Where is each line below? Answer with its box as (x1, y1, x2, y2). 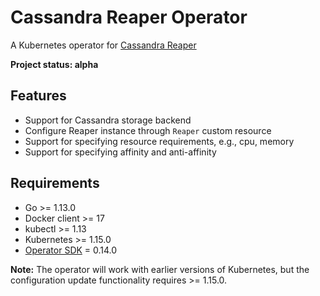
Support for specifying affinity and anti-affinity (24, 146, 217, 158)
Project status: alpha (10, 58, 99, 70)
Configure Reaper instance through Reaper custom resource (24, 124, 272, 136)
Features (10, 87, 67, 105)
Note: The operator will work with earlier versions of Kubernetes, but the (10, 263, 310, 275)
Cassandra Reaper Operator (10, 6, 248, 29)
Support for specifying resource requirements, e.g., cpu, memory (24, 135, 295, 147)
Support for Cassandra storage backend (24, 114, 192, 126)
